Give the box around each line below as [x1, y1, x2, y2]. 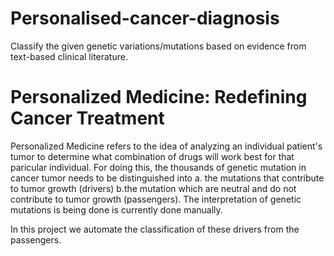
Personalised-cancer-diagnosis [10, 7, 280, 30]
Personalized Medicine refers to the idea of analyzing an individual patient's [10, 140, 323, 152]
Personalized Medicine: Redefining [10, 86, 308, 109]
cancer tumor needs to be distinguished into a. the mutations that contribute [10, 172, 325, 184]
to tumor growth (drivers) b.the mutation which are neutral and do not [10, 182, 297, 194]
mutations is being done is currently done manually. [10, 203, 223, 216]
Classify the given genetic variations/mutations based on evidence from [10, 40, 307, 52]
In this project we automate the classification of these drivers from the [10, 223, 300, 235]
